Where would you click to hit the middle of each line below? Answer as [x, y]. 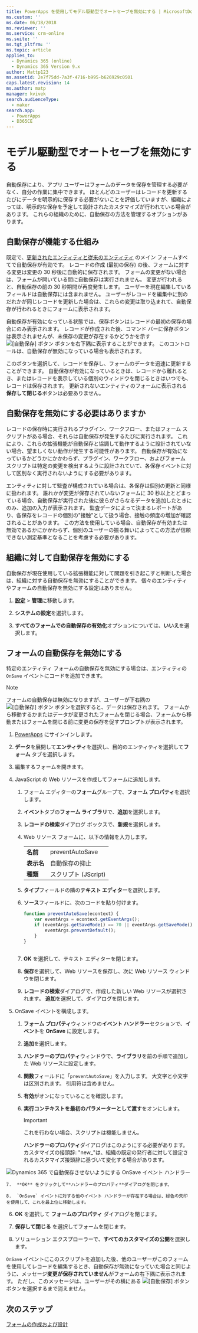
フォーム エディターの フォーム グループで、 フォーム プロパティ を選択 [107, 792]
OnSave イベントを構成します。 [53, 1011]
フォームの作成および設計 [37, 1324]
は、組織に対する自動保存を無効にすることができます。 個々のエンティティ [97, 580]
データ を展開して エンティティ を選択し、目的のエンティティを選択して [99, 747]
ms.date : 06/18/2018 [32, 22]
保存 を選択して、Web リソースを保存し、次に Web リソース [95, 971]
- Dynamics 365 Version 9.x [46, 66]
